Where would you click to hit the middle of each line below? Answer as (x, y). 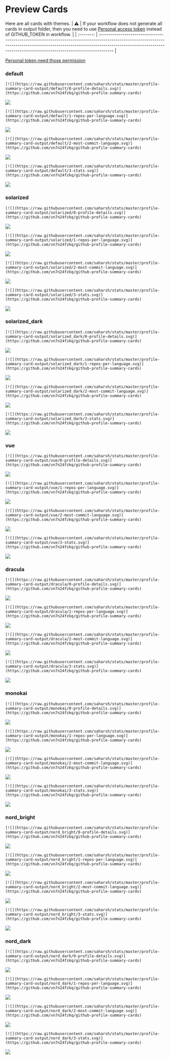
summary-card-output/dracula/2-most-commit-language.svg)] (69, 639)
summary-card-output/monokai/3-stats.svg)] (52, 791)
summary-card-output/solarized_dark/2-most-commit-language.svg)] (77, 391)
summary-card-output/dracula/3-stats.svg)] (52, 667)
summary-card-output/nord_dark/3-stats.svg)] (54, 1038)
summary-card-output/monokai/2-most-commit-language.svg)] (69, 763)
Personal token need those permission (45, 60)
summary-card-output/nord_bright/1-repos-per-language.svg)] (71, 860)
